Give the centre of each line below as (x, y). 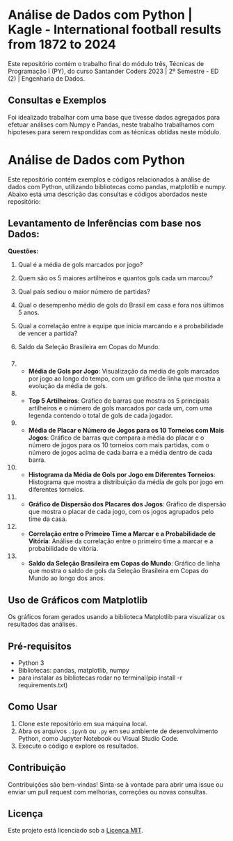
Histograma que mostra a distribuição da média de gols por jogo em (126, 482)
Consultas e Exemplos (57, 101)
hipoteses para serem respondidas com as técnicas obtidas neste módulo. (115, 131)
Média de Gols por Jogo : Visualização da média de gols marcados (124, 371)
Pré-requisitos (40, 646)
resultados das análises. (42, 624)
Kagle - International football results (115, 30)
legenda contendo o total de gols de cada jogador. (101, 416)
